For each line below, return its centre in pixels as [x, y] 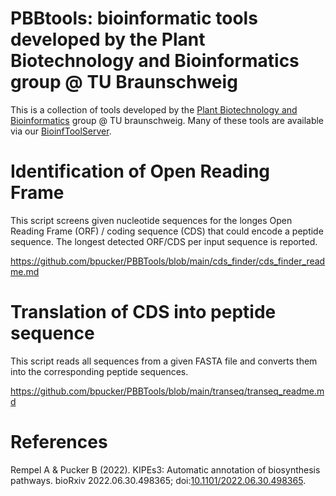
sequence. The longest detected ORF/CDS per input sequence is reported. [164, 241]
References [59, 442]
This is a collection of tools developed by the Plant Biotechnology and [154, 109]
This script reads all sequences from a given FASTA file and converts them [164, 361]
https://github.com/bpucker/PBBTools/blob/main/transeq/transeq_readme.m [167, 391]
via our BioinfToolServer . [61, 131]
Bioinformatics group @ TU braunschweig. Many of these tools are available [167, 120]
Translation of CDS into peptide [143, 312]
